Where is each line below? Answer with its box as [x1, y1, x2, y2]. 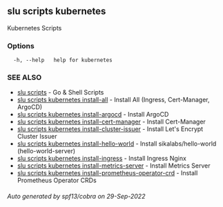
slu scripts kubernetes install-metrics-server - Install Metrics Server [17, 161, 211, 170]
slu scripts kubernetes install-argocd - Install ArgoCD [17, 110, 169, 119]
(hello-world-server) [17, 147, 76, 155]
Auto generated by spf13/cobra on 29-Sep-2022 [7, 193, 146, 200]
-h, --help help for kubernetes [13, 57, 113, 64]
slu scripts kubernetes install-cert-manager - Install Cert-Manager [17, 117, 206, 126]
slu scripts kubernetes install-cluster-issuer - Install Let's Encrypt [17, 125, 204, 133]
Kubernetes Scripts [7, 23, 62, 32]
